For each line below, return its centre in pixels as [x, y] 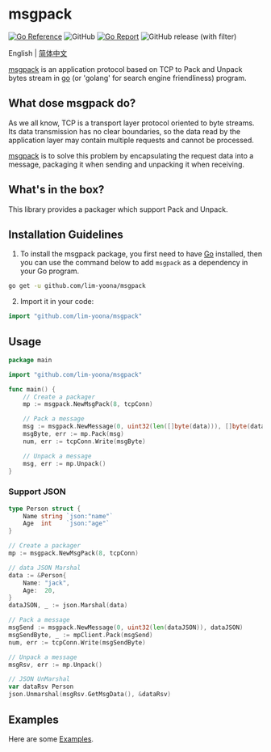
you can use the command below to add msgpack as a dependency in [134, 263]
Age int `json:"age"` [67, 524]
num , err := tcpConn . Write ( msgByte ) [85, 441]
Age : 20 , [40, 590]
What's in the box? [56, 190]
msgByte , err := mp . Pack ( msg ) [74, 434]
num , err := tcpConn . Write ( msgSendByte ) [77, 642]
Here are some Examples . [51, 739]
